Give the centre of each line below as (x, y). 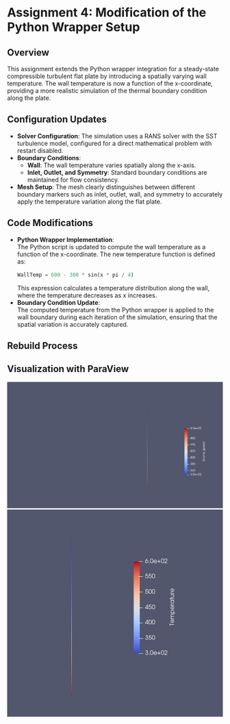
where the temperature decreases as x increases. (87, 295)
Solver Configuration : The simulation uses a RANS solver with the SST (117, 136)
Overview (28, 52)
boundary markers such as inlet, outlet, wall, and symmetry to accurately (120, 194)
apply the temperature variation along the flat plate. (89, 201)
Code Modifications (50, 223)
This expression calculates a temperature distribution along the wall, (113, 288)
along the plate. (29, 98)
